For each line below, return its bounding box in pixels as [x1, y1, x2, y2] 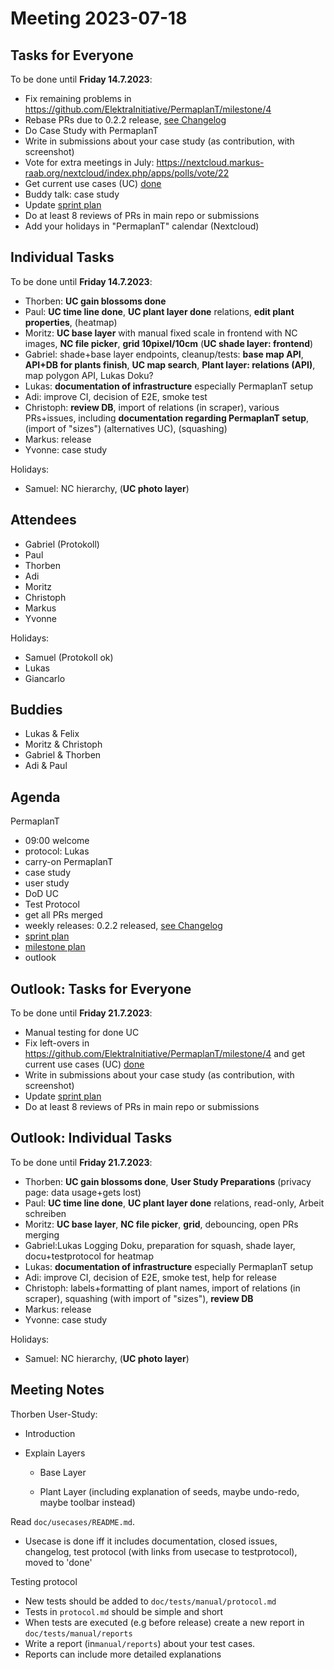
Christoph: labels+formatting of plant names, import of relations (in [24, 1282, 301, 1294]
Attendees [10, 512, 77, 529]
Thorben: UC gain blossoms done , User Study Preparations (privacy [24, 1175, 312, 1187]
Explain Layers [24, 1447, 86, 1459]
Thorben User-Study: [10, 1408, 98, 1420]
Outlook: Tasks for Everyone [10, 980, 192, 997]
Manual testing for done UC [24, 1027, 140, 1039]
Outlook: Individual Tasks [10, 1130, 173, 1147]
